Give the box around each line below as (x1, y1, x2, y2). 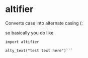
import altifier (5, 39, 39, 44)
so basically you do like (5, 29, 54, 35)
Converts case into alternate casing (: (5, 20, 83, 26)
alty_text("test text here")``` (5, 48, 73, 53)
